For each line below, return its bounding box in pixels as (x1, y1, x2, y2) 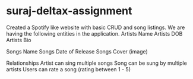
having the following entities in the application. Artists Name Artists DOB (6, 30, 183, 37)
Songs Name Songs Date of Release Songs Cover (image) (6, 48, 148, 55)
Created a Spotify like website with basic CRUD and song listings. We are (6, 24, 185, 31)
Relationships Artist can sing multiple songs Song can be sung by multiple (6, 59, 187, 67)
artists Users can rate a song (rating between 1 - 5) (6, 65, 131, 72)
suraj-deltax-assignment (6, 4, 132, 18)
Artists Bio (6, 36, 31, 43)
